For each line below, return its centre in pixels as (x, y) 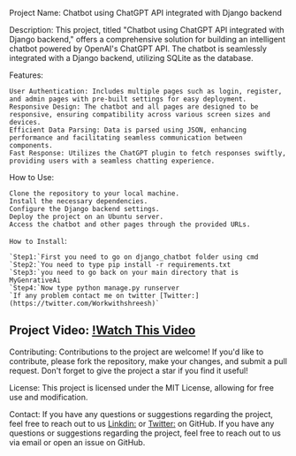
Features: (27, 75)
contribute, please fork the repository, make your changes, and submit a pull (148, 361)
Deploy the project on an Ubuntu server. (87, 217)
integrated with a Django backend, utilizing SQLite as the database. (131, 58)
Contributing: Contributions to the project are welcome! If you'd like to (137, 352)
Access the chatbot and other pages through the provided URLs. (130, 224)
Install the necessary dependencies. (79, 201)
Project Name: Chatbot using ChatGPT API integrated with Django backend (146, 13)
